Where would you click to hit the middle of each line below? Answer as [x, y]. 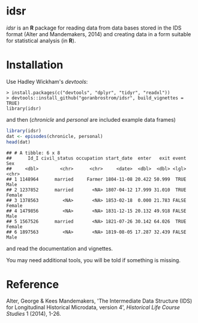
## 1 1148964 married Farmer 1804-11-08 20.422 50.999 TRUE [96, 179]
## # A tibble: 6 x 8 [33, 153]
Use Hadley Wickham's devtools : [47, 81]
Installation [35, 65]
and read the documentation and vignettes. [59, 248]
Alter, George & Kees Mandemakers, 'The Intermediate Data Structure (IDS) [99, 301]
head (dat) [19, 142]
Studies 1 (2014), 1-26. [34, 314]
